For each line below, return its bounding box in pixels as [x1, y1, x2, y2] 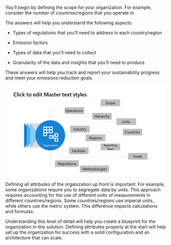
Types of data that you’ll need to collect [12, 50, 96, 55]
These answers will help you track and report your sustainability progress [5, 69, 160, 75]
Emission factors [12, 39, 48, 46]
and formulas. [5, 208, 35, 214]
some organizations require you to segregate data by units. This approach [5, 187, 161, 193]
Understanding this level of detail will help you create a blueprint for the [5, 218, 156, 224]
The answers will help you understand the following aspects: [5, 20, 133, 26]
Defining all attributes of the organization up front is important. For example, [5, 181, 165, 187]
